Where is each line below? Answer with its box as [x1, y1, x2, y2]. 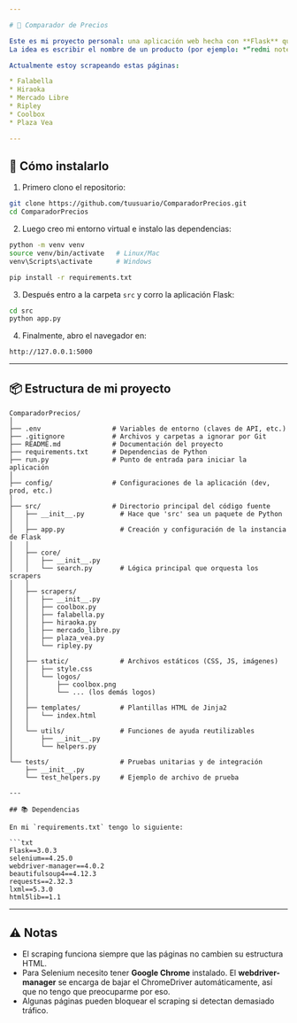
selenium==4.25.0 [9, 854, 73, 864]
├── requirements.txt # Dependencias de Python [9, 448, 208, 457]
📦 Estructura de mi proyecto [9, 381, 171, 396]
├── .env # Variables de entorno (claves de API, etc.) [9, 424, 287, 434]
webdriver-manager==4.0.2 [9, 862, 104, 871]
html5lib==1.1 [9, 893, 62, 902]
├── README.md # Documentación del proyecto [9, 440, 224, 449]
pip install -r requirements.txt [9, 273, 133, 282]
